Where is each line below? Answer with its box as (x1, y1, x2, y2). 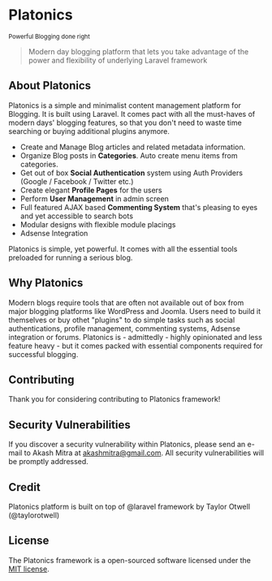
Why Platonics (8, 276, 84, 290)
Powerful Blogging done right (8, 32, 91, 41)
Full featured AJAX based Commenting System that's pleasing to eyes (19, 202, 258, 212)
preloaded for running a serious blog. (8, 252, 133, 262)
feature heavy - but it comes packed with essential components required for (8, 341, 264, 351)
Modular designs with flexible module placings (19, 219, 176, 229)
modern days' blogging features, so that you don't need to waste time (8, 118, 242, 127)
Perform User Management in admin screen (19, 193, 169, 204)
